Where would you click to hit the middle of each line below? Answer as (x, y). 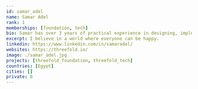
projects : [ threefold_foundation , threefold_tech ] (70, 60)
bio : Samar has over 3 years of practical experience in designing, (92, 33)
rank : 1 (16, 22)
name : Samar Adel (27, 17)
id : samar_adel (25, 11)
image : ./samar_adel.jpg (37, 55)
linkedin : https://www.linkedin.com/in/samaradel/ (70, 44)
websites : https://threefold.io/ (47, 50)
